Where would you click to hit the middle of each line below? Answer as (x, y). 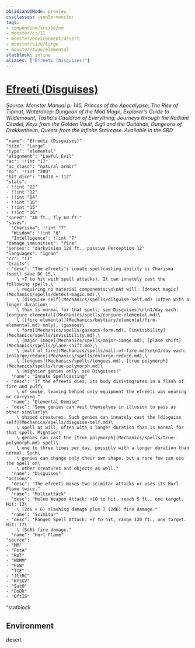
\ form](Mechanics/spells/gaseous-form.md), (72, 330)
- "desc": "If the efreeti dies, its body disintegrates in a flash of (95, 382)
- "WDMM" (17, 561)
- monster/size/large (32, 44)
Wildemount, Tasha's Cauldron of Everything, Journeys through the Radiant (97, 118)
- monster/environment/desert (43, 39)
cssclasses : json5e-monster (40, 17)
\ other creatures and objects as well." (67, 468)
